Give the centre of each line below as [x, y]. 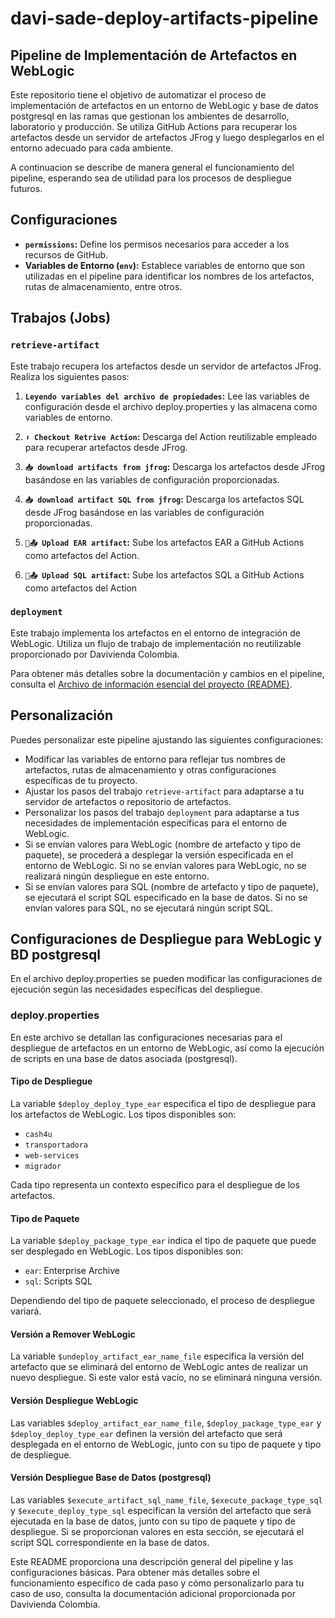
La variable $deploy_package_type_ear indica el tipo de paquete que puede [163, 1241]
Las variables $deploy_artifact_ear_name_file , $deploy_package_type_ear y [166, 1423]
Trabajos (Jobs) [61, 318]
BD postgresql [55, 955]
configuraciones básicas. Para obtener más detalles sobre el [135, 1572]
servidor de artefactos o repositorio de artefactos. [128, 801]
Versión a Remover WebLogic [73, 1334]
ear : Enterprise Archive [72, 1271]
